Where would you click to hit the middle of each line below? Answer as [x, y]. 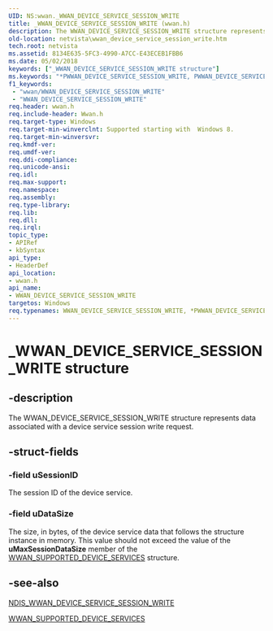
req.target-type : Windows [52, 122]
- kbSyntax [27, 250]
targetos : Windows [39, 303]
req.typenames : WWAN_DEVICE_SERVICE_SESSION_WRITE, [97, 311]
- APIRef [23, 243]
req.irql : [25, 228]
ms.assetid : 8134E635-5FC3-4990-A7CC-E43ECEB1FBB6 [96, 54]
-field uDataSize [41, 514]
